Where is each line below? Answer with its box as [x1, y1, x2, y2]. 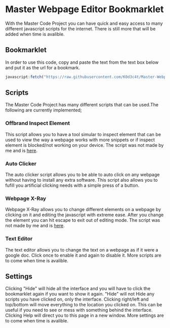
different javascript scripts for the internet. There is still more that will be [5, 25, 156, 31]
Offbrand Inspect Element [5, 120, 70, 127]
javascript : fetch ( [5, 74, 44, 79]
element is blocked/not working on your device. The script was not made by [5, 142, 164, 148]
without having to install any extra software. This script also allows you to [5, 177, 158, 183]
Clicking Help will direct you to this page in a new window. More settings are [5, 312, 164, 318]
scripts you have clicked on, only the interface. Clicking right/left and [5, 296, 149, 302]
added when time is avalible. [5, 31, 65, 37]
